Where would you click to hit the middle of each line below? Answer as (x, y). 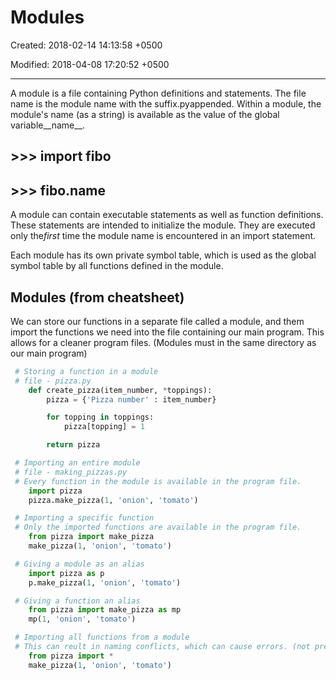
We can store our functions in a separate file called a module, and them (157, 321)
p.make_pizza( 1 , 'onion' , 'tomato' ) (105, 582)
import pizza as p (66, 573)
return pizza (73, 445)
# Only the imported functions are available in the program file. (158, 527)
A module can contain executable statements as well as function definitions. (167, 215)
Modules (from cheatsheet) (97, 297)
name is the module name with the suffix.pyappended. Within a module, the (166, 103)
